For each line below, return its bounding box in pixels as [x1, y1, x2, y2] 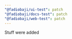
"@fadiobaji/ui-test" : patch [4, 7, 63, 12]
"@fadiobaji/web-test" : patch [4, 16, 66, 21]
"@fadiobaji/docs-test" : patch [4, 12, 68, 17]
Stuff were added [4, 30, 39, 36]
